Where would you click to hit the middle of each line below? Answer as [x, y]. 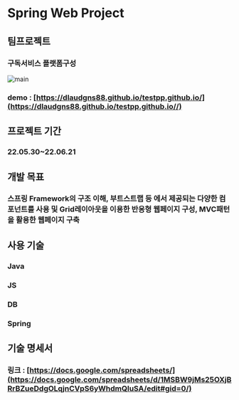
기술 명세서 [30, 348]
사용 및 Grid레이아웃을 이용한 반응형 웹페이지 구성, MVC [126, 209]
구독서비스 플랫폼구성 [42, 63]
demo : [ [22, 98]
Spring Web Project [66, 13]
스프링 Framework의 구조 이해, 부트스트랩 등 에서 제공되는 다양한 [112, 199]
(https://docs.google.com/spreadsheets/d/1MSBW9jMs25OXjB [119, 379]
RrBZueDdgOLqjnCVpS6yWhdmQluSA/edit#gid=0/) [100, 388]
